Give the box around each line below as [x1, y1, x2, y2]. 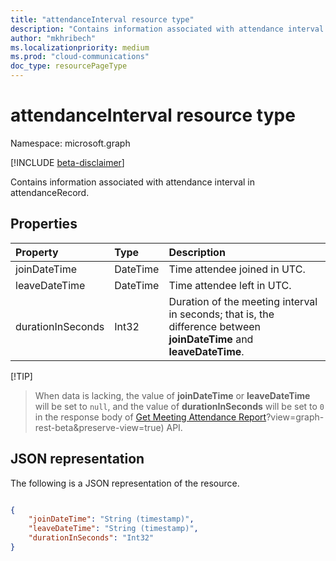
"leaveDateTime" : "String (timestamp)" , [28, 524, 199, 534]
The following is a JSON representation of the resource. [10, 477, 240, 489]
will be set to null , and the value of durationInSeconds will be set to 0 [34, 400, 325, 412]
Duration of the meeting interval [168, 294, 318, 308]
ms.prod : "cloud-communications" [10, 52, 150, 62]
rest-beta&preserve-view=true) [34, 421, 165, 433]
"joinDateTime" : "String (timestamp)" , [28, 514, 195, 525]
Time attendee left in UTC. [168, 278, 292, 292]
